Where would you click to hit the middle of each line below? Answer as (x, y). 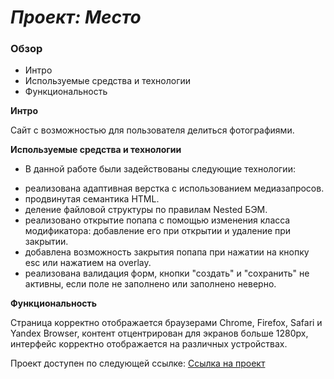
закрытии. (46, 242)
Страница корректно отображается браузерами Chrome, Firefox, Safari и (166, 323)
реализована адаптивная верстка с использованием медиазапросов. (174, 188)
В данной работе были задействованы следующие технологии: (160, 169)
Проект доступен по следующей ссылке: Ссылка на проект (138, 363)
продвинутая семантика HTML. (92, 199)
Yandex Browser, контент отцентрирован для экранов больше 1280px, (159, 333)
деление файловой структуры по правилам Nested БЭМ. (146, 210)
